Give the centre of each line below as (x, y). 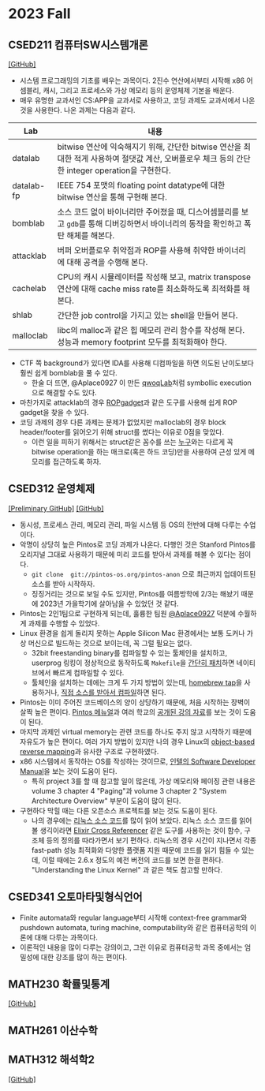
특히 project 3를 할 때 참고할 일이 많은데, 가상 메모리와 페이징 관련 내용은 (144, 781)
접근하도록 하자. (77, 461)
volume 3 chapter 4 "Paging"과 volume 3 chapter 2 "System (129, 790)
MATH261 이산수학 (53, 1030)
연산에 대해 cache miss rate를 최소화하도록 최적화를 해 (154, 289)
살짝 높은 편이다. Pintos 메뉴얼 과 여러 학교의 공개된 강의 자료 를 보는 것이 (131, 712)
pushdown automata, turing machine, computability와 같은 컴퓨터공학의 (134, 927)
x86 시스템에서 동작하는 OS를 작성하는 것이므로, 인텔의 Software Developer (138, 761)
